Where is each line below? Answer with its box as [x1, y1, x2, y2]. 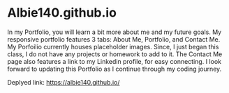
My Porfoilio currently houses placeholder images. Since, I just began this [7, 42, 219, 51]
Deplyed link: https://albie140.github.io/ [7, 78, 120, 86]
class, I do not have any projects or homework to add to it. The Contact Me [7, 50, 223, 58]
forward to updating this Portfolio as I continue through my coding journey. [7, 65, 222, 73]
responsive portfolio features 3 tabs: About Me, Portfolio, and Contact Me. [7, 35, 221, 43]
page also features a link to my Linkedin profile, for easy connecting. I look [7, 57, 222, 65]
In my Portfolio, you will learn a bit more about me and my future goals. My [7, 28, 222, 36]
